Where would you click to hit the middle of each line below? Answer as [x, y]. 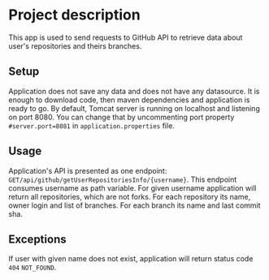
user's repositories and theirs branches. [75, 45]
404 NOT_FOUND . [33, 267]
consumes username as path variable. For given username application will [132, 187]
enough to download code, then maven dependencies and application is [129, 100]
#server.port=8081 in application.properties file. [91, 125]
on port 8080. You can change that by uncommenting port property [121, 117]
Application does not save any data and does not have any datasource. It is [134, 91]
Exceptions [37, 239]
